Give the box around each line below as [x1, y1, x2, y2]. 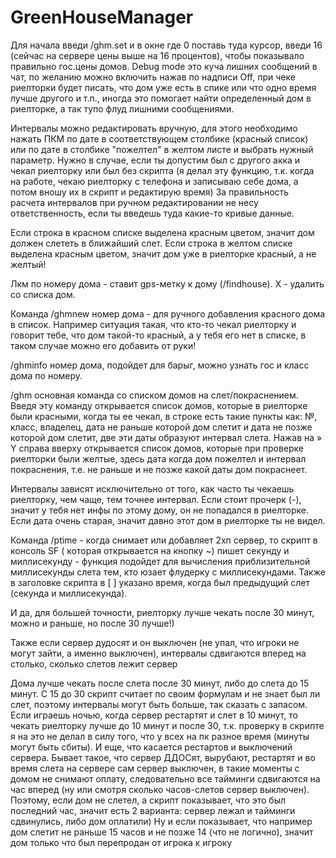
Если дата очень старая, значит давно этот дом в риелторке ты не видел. [10, 514, 326, 526]
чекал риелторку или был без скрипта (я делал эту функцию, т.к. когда [10, 164, 315, 176]
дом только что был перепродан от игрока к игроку [10, 836, 233, 848]
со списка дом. [10, 288, 76, 300]
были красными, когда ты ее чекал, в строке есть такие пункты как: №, [10, 410, 318, 422]
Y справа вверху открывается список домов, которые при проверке [10, 442, 305, 454]
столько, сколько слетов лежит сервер [10, 657, 178, 670]
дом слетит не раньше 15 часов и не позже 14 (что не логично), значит [10, 826, 314, 838]
